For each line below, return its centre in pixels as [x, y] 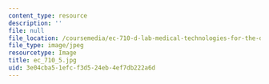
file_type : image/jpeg [46, 46]
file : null [26, 30]
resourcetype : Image [43, 53]
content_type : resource [48, 16]
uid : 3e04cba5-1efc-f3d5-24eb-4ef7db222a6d [82, 68]
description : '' [35, 23]
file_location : [34, 38]
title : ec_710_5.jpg [43, 61]
